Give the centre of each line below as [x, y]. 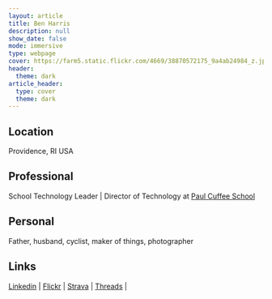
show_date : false [38, 38]
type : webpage [32, 53]
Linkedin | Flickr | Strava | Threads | [68, 286]
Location [31, 132]
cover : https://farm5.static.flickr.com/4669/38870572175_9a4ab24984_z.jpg [139, 62]
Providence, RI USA [41, 152]
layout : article [36, 16]
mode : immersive [36, 46]
